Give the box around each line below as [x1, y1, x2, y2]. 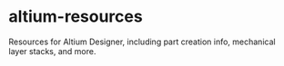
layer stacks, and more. [8, 45, 96, 56]
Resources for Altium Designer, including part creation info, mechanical [8, 36, 276, 47]
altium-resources [8, 6, 143, 27]
